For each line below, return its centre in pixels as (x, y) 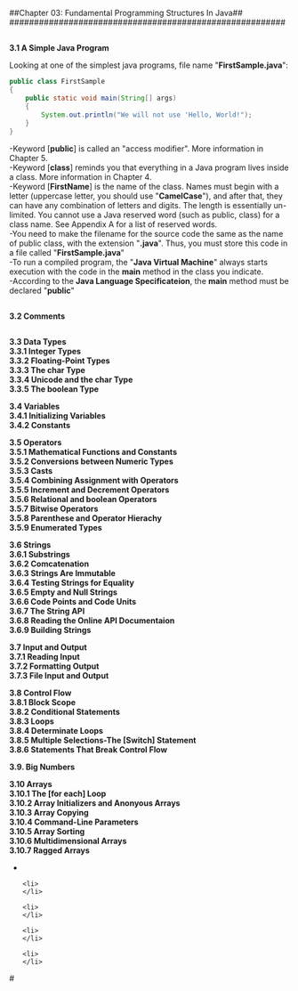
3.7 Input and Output (48, 647)
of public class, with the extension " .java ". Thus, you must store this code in (149, 243)
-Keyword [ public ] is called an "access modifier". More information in (137, 148)
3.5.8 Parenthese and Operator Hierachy (86, 518)
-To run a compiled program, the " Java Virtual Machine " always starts (139, 262)
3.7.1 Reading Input (44, 657)
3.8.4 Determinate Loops (56, 731)
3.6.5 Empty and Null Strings (64, 592)
